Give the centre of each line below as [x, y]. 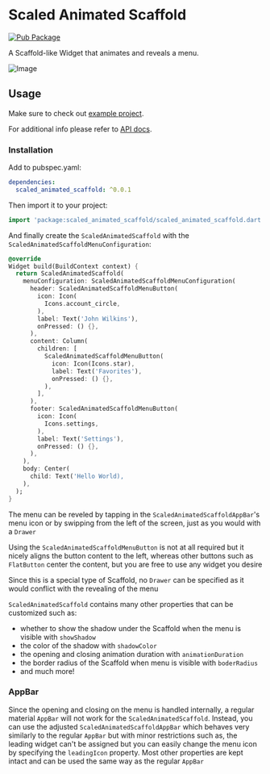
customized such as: [43, 613]
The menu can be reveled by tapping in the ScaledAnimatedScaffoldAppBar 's [134, 514]
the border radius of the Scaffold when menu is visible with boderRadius [139, 663]
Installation [31, 149]
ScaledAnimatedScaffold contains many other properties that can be [121, 604]
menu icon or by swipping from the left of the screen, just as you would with [135, 523]
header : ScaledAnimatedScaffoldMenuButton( [104, 289]
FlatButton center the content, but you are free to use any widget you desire [135, 564]
